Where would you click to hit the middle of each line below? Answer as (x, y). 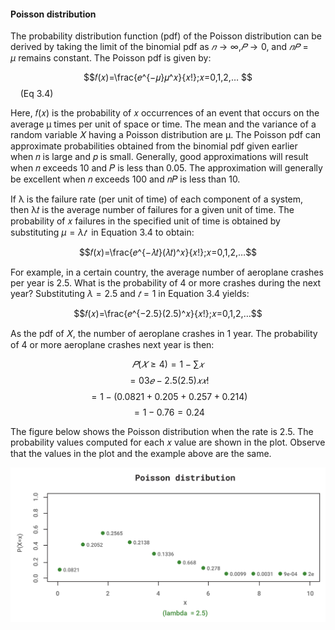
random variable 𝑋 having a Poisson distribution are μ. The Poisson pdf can (166, 135)
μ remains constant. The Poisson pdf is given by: (111, 58)
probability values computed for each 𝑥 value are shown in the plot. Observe (168, 442)
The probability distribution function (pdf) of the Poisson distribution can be (166, 36)
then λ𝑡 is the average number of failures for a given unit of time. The (152, 210)
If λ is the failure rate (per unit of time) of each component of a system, (157, 199)
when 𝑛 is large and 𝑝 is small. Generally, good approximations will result (159, 157)
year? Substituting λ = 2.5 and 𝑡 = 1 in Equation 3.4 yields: (130, 294)
